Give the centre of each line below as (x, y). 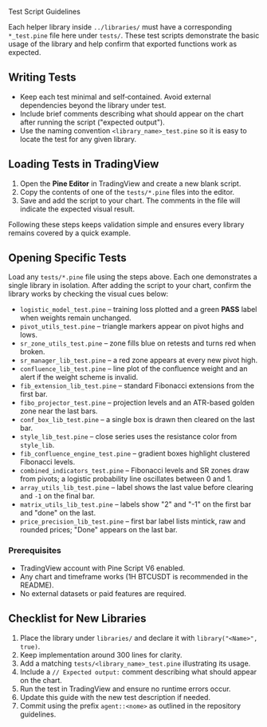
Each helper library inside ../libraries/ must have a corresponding (120, 27)
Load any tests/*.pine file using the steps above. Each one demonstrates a (133, 277)
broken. (32, 352)
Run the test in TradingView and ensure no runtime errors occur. (125, 689)
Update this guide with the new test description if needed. (115, 697)
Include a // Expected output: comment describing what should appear (138, 672)
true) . (30, 646)
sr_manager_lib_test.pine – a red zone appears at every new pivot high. (138, 360)
